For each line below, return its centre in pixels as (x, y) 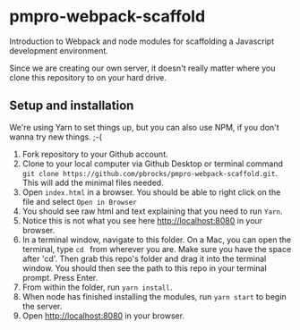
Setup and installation (72, 106)
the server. (42, 306)
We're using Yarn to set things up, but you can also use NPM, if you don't (144, 127)
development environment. (59, 50)
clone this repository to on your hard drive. (88, 77)
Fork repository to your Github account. (95, 154)
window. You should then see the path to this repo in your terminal (144, 268)
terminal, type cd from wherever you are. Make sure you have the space (157, 249)
